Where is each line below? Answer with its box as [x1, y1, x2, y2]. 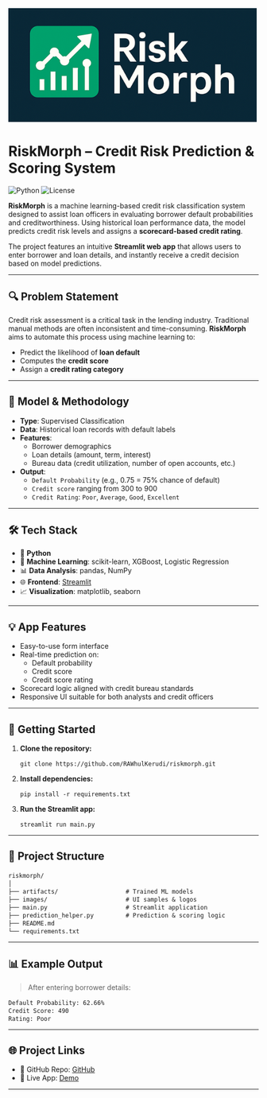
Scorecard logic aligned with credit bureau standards [19, 684, 194, 693]
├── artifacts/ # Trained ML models [8, 887, 194, 895]
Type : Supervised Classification [19, 416, 125, 425]
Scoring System [8, 159, 116, 177]
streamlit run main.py [19, 821, 95, 828]
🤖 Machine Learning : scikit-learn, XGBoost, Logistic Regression [19, 557, 230, 567]
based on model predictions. [8, 258, 102, 268]
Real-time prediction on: [19, 650, 99, 659]
